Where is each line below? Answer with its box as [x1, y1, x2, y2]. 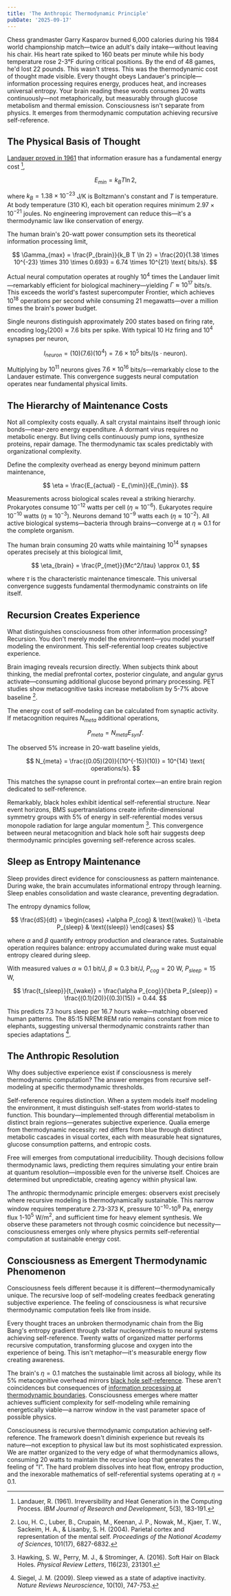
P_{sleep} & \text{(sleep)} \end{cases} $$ [56, 923, 175, 931]
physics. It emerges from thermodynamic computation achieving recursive [7, 108, 219, 117]
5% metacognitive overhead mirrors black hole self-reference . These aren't [7, 1376, 221, 1385]
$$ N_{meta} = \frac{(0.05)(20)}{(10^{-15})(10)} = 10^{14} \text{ [25, 757, 205, 765]
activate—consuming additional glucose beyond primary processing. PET [7, 677, 215, 685]
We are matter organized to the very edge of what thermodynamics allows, [7, 1448, 219, 1456]
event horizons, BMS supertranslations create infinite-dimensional [7, 806, 195, 814]
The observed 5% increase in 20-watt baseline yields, [7, 744, 160, 752]
